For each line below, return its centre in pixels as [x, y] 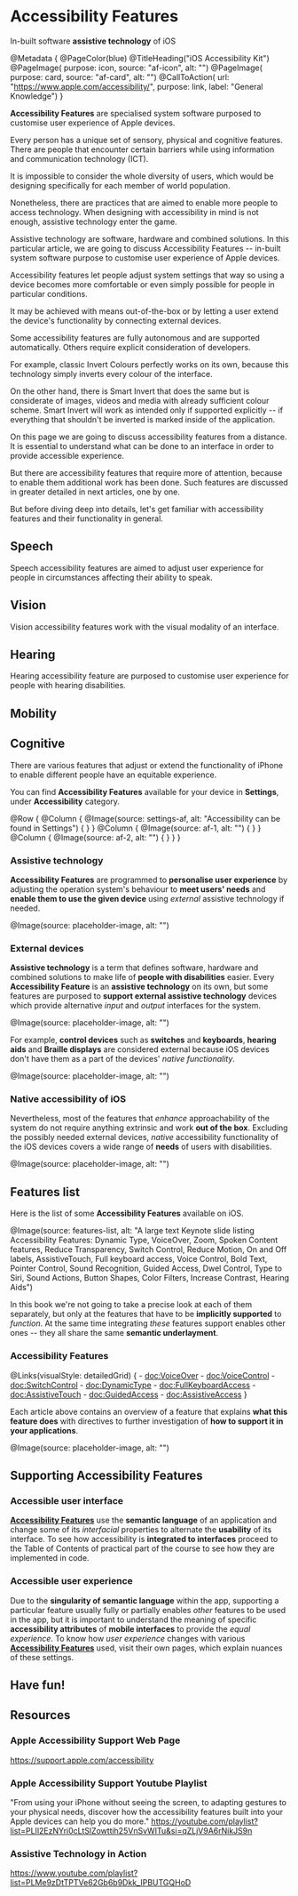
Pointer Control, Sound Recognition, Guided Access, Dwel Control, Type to [146, 1268]
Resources [40, 1715]
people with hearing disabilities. [68, 686]
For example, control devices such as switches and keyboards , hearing [144, 1040]
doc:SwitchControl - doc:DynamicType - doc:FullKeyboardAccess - [133, 1385]
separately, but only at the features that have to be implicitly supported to [146, 1314]
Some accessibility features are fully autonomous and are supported [135, 337]
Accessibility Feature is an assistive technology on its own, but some [139, 987]
